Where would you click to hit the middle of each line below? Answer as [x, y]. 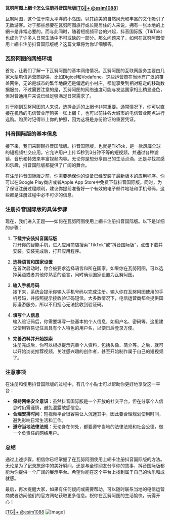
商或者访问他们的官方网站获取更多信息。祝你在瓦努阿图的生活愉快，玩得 [80, 496]
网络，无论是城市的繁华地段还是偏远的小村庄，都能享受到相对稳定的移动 [85, 83]
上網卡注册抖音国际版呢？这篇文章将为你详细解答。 [63, 44]
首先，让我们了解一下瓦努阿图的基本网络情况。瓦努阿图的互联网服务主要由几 [85, 71]
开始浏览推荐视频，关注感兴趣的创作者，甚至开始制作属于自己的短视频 [90, 351]
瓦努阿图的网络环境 [29, 58]
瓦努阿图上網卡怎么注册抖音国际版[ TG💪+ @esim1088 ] [62, 8]
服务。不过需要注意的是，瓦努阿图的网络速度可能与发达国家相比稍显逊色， [87, 90]
